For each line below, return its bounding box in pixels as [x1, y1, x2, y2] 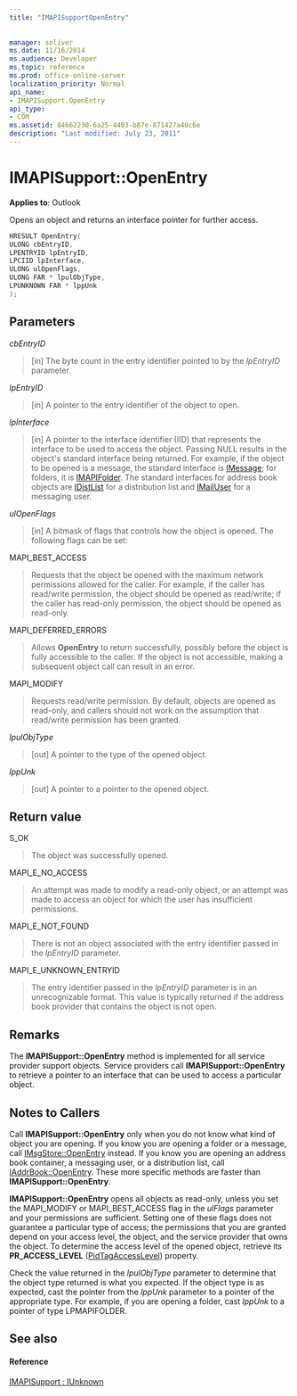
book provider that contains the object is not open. [30, 1001, 217, 1012]
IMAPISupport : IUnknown [9, 1375, 104, 1387]
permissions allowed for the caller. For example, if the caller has [30, 579, 265, 590]
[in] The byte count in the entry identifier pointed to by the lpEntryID [30, 355, 280, 366]
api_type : [9, 104, 46, 113]
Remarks [9, 1027, 60, 1042]
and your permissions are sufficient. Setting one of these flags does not [9, 1212, 272, 1223]
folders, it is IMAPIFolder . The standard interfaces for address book [30, 472, 277, 483]
